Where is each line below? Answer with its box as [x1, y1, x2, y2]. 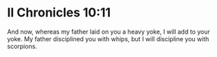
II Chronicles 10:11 [7, 5, 111, 21]
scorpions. [7, 42, 38, 50]
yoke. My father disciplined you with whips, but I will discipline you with [7, 34, 209, 43]
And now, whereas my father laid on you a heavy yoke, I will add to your [7, 27, 211, 36]
